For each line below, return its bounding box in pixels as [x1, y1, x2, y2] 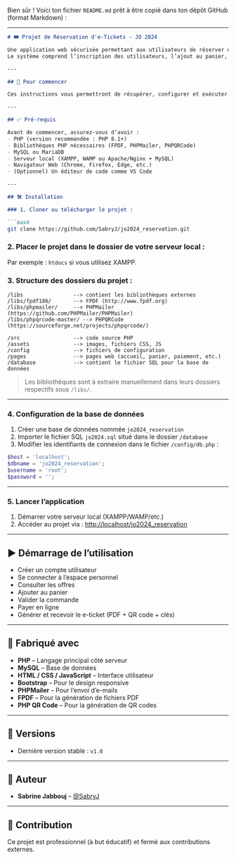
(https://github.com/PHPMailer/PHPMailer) [7, 310, 133, 317]
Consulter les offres [17, 581, 75, 589]
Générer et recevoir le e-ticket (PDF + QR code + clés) [17, 611, 176, 619]
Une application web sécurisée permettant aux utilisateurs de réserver [7, 46, 225, 53]
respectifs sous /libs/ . [24, 385, 92, 394]
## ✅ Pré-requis [7, 116, 56, 124]
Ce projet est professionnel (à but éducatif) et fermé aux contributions [7, 838, 211, 846]
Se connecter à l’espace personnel [17, 573, 118, 581]
